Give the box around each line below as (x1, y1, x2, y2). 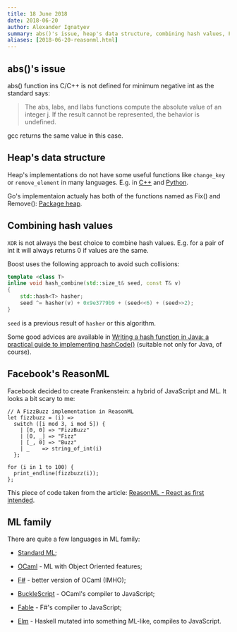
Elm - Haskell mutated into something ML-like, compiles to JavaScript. (17, 617, 222, 626)
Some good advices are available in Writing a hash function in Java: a (7, 333, 209, 341)
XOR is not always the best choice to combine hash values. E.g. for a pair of (7, 238, 224, 247)
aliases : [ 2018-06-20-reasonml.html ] (7, 37, 119, 44)
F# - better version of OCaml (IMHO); (17, 576, 126, 585)
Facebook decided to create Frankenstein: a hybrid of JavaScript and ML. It (7, 386, 227, 395)
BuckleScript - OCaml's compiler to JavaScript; (17, 590, 155, 598)
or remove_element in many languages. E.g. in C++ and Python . (7, 178, 189, 186)
